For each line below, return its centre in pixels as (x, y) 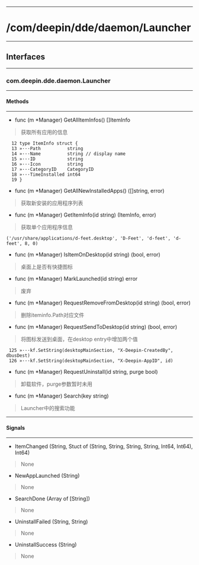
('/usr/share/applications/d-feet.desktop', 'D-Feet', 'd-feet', (88, 239)
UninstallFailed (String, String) (51, 522)
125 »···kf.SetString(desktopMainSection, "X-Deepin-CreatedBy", (91, 351)
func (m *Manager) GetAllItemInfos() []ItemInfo (72, 120)
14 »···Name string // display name (69, 154)
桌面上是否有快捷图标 (46, 267)
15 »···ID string (47, 159)
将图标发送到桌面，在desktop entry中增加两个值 (79, 339)
